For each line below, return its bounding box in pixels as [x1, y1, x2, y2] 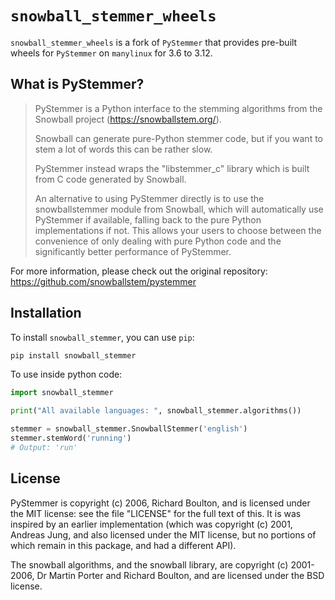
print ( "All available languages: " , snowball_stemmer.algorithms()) [10, 406, 302, 416]
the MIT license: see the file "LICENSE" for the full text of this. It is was [10, 507, 302, 519]
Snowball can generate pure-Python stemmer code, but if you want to [34, 132, 323, 144]
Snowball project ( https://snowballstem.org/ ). [34, 113, 222, 125]
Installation [10, 305, 82, 322]
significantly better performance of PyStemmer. [34, 245, 232, 257]
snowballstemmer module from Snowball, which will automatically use [34, 203, 324, 215]
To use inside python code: [10, 368, 123, 381]
